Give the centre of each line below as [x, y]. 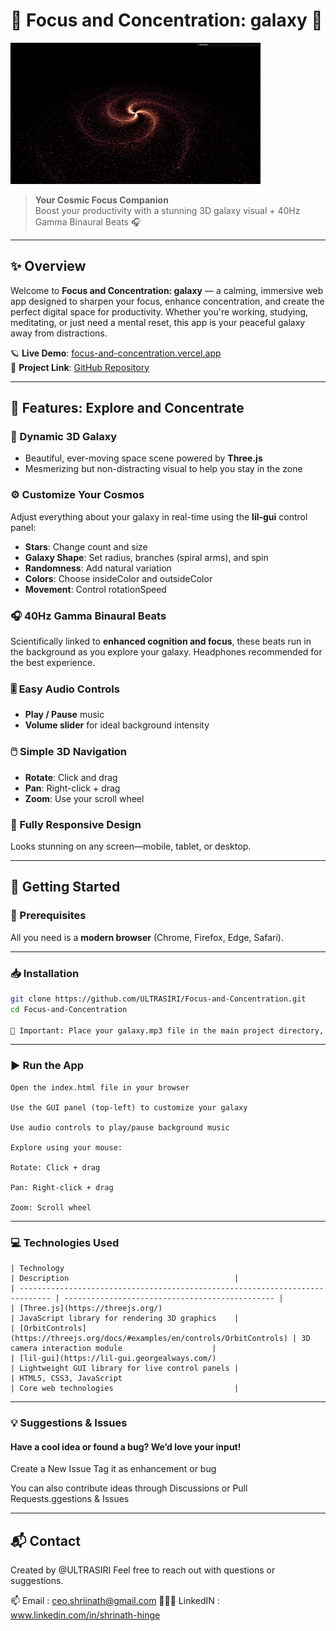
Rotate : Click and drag [71, 777]
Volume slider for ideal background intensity [117, 725]
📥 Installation [45, 973]
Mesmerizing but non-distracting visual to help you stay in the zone [163, 469]
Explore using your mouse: [66, 1147]
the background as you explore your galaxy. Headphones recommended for [166, 652]
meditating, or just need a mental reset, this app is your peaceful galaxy [158, 322]
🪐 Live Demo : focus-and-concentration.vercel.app [116, 353]
